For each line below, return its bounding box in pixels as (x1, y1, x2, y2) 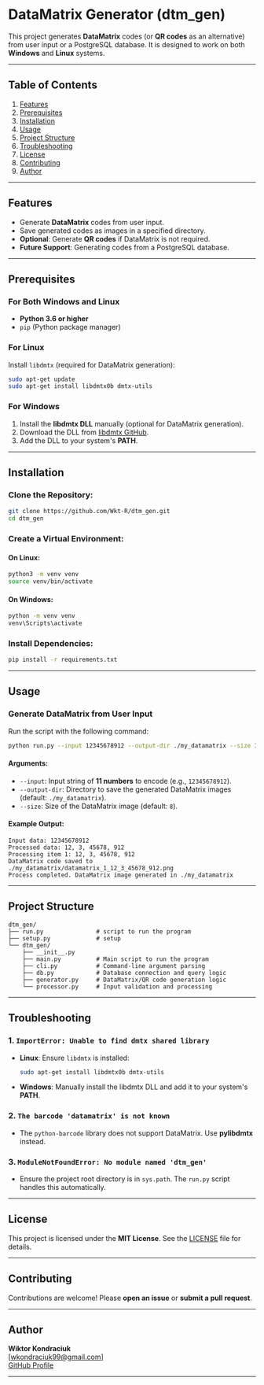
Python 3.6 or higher (19, 314, 89, 323)
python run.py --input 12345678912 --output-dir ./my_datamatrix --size (8, 741, 251, 749)
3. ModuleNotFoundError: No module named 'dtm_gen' (8, 1156, 207, 1167)
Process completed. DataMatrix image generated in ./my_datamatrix (8, 871, 234, 879)
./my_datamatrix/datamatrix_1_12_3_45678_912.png (8, 864, 174, 872)
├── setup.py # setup (8, 934, 122, 942)
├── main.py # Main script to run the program (22, 955, 210, 963)
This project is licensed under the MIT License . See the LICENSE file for (8, 1233, 241, 1243)
